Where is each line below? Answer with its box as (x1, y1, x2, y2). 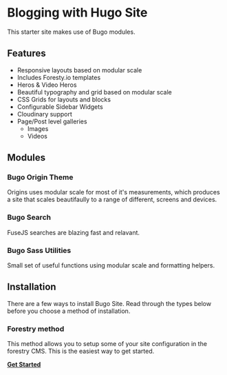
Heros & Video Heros (17, 81, 77, 89)
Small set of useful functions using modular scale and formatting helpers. (7, 261, 215, 270)
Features (7, 48, 46, 59)
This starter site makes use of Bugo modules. (7, 28, 136, 36)
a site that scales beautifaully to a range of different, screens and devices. (7, 195, 217, 204)
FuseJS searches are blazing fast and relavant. (7, 228, 140, 236)
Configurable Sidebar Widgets (17, 102, 103, 111)
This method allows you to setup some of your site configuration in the (7, 340, 208, 348)
